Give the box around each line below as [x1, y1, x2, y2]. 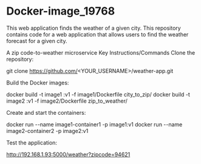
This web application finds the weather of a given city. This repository [6, 24, 181, 32]
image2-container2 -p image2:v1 [6, 127, 89, 134]
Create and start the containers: [6, 109, 86, 116]
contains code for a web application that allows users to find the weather [6, 30, 189, 38]
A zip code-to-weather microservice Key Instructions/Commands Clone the [6, 49, 196, 56]
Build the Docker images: [6, 79, 69, 86]
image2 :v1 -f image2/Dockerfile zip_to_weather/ [6, 97, 128, 104]
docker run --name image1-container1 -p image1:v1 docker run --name [6, 120, 183, 128]
